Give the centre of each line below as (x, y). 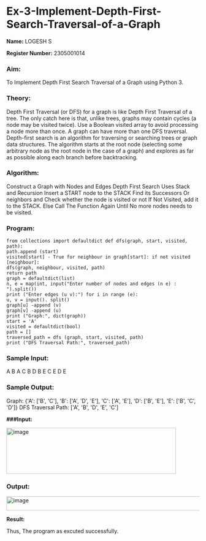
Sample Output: (30, 387)
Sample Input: (28, 358)
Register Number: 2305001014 (46, 53)
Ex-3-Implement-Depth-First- (84, 11)
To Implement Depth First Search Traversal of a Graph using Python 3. (95, 82)
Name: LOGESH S (29, 41)
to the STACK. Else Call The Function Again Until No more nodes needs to (99, 206)
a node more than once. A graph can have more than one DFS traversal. (97, 131)
